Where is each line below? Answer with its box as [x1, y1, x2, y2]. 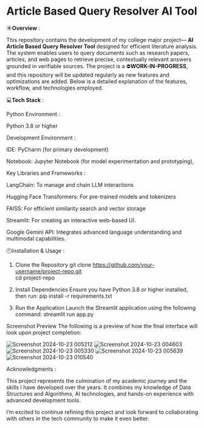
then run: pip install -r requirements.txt [15, 292, 113, 300]
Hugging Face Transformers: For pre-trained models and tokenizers [6, 193, 177, 200]
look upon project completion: [6, 329, 82, 336]
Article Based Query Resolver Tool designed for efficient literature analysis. [6, 43, 198, 50]
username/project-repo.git [15, 267, 82, 275]
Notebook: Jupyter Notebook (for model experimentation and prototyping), [6, 157, 194, 165]
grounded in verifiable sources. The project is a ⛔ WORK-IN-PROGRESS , [6, 62, 188, 69]
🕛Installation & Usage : [6, 247, 65, 254]
